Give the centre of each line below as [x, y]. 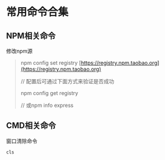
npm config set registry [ [51, 63]
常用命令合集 [38, 12]
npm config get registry [49, 93]
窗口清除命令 [22, 141]
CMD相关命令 [31, 125]
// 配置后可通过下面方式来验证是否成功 [67, 81]
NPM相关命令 [31, 36]
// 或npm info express [47, 105]
